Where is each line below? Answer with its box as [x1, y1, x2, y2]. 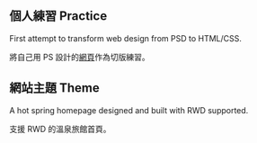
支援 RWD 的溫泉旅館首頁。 [9, 123, 111, 134]
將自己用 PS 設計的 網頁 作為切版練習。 [9, 51, 150, 62]
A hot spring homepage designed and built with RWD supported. [9, 104, 249, 115]
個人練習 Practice [9, 8, 108, 24]
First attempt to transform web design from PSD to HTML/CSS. [9, 32, 243, 43]
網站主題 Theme [9, 80, 101, 96]
